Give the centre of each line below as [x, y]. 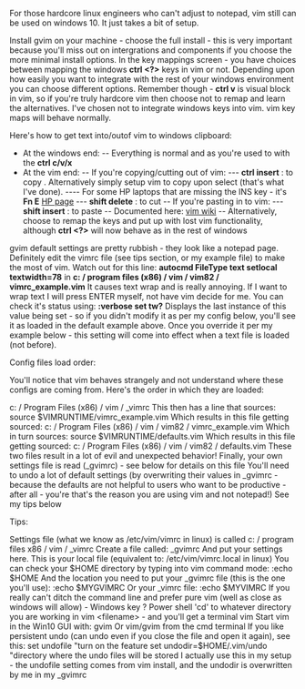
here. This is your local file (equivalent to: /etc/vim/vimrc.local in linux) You [149, 558]
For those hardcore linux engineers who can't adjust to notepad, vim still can [153, 13]
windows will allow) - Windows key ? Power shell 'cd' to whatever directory [150, 607]
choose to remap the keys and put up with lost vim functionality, [143, 221]
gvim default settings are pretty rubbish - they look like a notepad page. [144, 248]
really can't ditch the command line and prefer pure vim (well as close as [146, 597]
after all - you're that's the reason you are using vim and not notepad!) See [149, 494]
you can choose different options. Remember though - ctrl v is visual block [150, 89]
